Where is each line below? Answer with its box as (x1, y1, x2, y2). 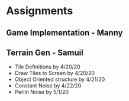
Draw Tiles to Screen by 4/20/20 (14, 70, 95, 77)
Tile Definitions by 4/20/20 (14, 63, 81, 70)
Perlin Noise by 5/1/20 (14, 89, 69, 96)
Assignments (6, 4, 73, 18)
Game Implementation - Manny (6, 28, 123, 38)
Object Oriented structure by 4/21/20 (14, 76, 105, 83)
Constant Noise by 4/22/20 (14, 82, 82, 89)
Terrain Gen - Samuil (6, 47, 84, 57)
